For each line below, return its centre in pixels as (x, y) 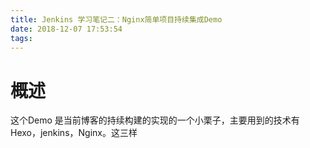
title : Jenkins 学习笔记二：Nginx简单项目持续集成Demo (116, 19)
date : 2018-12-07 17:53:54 (66, 29)
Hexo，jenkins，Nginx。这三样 (74, 133)
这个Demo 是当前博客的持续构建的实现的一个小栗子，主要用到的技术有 (155, 120)
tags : (21, 38)
